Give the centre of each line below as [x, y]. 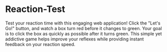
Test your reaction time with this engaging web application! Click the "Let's [83, 23]
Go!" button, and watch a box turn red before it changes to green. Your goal [83, 28]
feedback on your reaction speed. [40, 44]
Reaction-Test [35, 9]
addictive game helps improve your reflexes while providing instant [75, 39]
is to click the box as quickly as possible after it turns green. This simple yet [83, 33]
